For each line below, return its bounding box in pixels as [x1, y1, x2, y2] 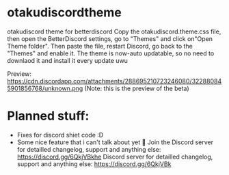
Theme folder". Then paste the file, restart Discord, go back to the [7, 42, 193, 50]
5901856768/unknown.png [7, 84, 83, 92]
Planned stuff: [7, 108, 90, 124]
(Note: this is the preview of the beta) [84, 84, 189, 92]
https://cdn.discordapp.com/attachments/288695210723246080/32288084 [7, 77, 222, 85]
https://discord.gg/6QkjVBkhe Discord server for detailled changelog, [16, 152, 213, 161]
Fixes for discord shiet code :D [16, 131, 104, 139]
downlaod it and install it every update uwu [7, 56, 129, 64]
